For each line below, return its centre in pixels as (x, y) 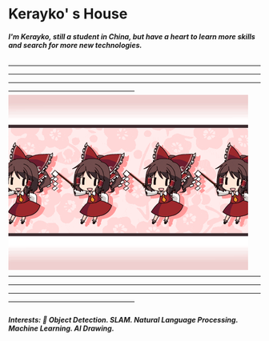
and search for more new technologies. (75, 45)
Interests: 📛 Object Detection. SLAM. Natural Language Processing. (123, 319)
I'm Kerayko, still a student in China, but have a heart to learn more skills (132, 36)
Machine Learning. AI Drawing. (61, 328)
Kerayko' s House (68, 14)
